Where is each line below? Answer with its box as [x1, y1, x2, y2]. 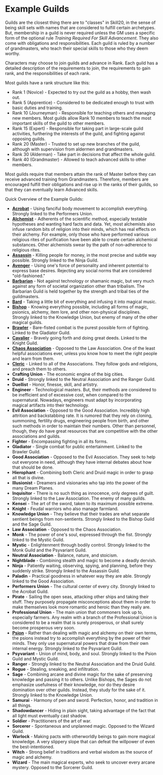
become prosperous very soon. [12, 624, 75, 630]
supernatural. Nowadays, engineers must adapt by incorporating [12, 397, 142, 403]
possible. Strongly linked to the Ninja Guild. [12, 257, 99, 263]
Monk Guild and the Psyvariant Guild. [12, 547, 87, 553]
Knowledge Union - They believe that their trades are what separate [12, 510, 150, 517]
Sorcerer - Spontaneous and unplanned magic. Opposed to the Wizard [12, 723, 155, 729]
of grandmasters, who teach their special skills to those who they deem [5, 45, 148, 51]
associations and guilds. [12, 433, 61, 439]
